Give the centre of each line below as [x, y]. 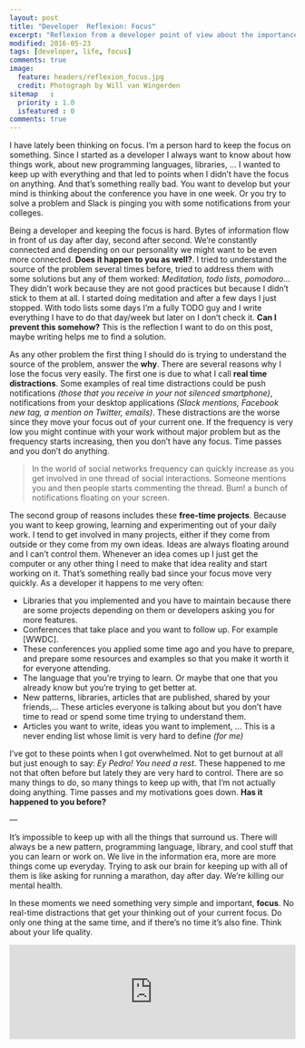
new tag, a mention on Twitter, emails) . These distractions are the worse [145, 413]
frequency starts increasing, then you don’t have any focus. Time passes [146, 441]
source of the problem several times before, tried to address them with [142, 269]
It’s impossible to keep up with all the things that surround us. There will [143, 837]
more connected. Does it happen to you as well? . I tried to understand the [148, 259]
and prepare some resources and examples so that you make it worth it [156, 659]
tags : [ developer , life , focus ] [70, 52]
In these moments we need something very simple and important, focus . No [152, 903]
